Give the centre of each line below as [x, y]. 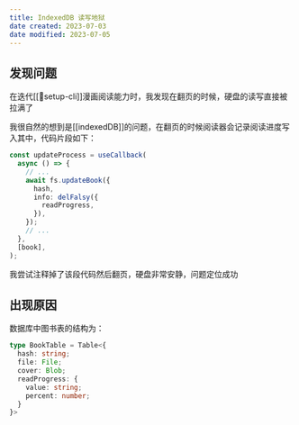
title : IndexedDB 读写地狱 [57, 18]
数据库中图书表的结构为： [57, 329]
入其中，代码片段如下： [53, 138]
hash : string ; [44, 354]
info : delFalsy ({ [66, 197]
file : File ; [40, 362]
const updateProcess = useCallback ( [78, 155]
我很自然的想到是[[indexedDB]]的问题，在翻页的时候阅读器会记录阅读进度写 [149, 127]
